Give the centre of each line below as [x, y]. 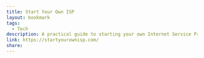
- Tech [20, 29]
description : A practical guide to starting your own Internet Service [99, 34]
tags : [13, 23]
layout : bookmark [28, 18]
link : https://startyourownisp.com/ [53, 40]
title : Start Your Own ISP [40, 12]
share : [15, 46]
